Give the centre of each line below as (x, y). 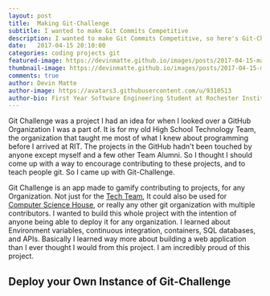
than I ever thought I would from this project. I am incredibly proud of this (129, 248)
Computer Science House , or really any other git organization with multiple (132, 205)
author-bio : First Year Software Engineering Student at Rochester (124, 98)
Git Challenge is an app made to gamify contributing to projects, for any (127, 188)
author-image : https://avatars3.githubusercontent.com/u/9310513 (120, 90)
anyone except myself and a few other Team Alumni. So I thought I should (131, 155)
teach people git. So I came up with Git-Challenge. (92, 172)
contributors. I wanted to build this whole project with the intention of (123, 213)
